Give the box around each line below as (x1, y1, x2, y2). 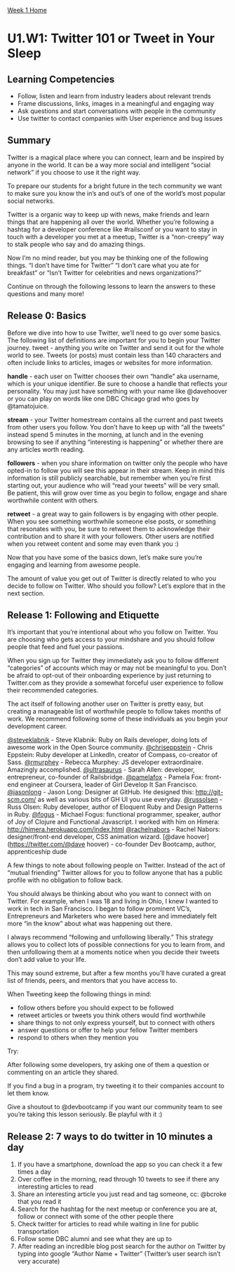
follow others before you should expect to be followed (17, 1003, 174, 1012)
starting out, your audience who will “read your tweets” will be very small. (7, 481, 220, 490)
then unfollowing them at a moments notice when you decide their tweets (7, 948, 220, 956)
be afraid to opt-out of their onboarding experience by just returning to (7, 671, 212, 680)
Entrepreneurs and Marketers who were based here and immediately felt (7, 912, 217, 920)
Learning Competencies (7, 73, 115, 85)
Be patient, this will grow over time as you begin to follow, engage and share (7, 488, 228, 497)
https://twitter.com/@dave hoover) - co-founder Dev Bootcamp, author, (9, 840, 216, 848)
